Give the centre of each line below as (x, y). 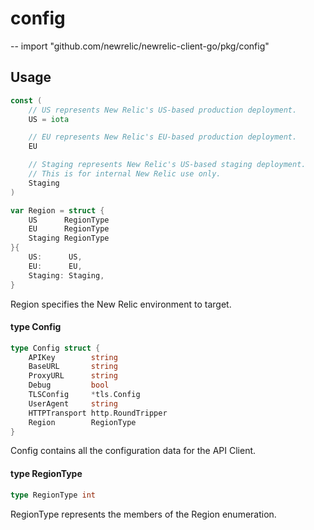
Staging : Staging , (66, 275)
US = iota (49, 119)
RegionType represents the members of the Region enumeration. (143, 514)
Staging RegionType (69, 238)
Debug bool (69, 385)
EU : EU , (55, 266)
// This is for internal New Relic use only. (125, 174)
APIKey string (73, 357)
